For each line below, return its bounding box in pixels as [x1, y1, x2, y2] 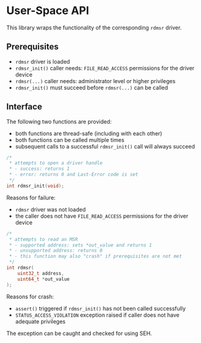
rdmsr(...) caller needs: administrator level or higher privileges [15, 77, 176, 84]
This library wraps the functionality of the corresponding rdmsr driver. [6, 24, 182, 31]
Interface [6, 101, 42, 112]
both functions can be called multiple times [15, 136, 124, 144]
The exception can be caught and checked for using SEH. [6, 330, 152, 337]
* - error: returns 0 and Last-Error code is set [9, 172, 138, 178]
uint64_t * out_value [17, 276, 70, 282]
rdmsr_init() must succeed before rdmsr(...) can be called [15, 84, 169, 91]
